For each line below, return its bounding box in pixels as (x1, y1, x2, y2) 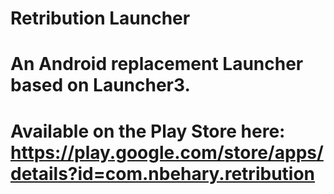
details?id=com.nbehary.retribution (10, 162, 316, 185)
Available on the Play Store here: (10, 120, 286, 142)
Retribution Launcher (10, 7, 191, 30)
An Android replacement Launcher (10, 53, 304, 76)
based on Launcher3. (10, 74, 191, 97)
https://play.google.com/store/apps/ (10, 141, 324, 164)
